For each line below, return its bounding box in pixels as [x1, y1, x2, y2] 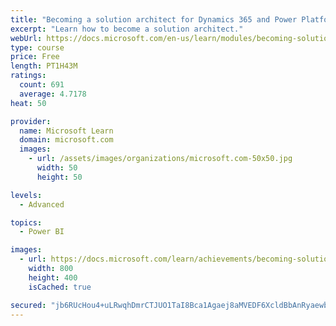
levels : [10, 190, 43, 200]
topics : [10, 217, 43, 228]
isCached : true [28, 282, 92, 292]
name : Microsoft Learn [19, 126, 114, 136]
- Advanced [19, 199, 65, 210]
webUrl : [10, 33, 43, 43]
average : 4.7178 [19, 89, 87, 99]
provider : [10, 116, 52, 126]
